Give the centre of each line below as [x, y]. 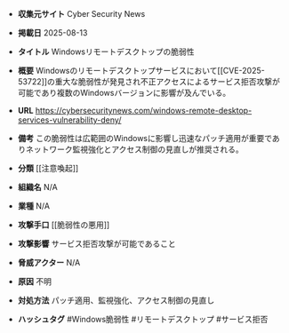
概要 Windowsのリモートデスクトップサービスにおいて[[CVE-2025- [141, 71]
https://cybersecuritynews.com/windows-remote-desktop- [144, 111]
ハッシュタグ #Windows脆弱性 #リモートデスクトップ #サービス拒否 [143, 319]
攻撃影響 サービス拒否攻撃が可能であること [96, 244]
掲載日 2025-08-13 [52, 33]
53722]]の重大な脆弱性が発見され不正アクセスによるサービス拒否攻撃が [149, 82]
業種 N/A [34, 206]
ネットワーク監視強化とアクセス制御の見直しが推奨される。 [135, 149]
